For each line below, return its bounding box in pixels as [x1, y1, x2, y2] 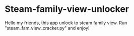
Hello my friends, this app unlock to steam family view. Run [5, 20, 127, 26]
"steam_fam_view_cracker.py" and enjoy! [5, 25, 90, 31]
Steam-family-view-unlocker [5, 3, 129, 15]
